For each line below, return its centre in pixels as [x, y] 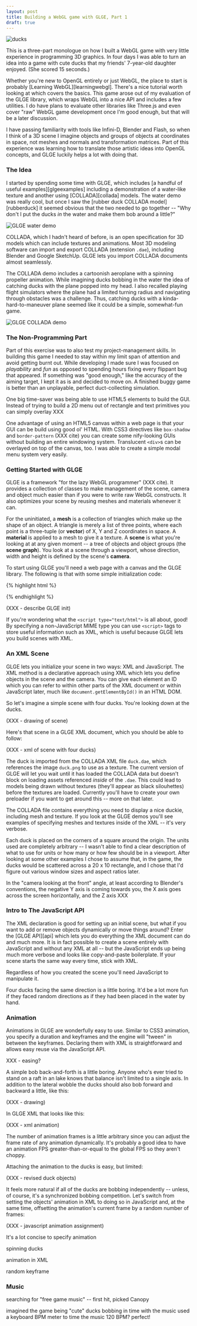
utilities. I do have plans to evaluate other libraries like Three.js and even [94, 106]
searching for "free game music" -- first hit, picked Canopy [78, 1300]
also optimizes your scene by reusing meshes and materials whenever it [94, 501]
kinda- [171, 298]
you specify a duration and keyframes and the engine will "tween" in [89, 1037]
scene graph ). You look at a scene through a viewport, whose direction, [93, 550]
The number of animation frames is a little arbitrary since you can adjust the [98, 1136]
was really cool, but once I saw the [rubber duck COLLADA [77, 201]
